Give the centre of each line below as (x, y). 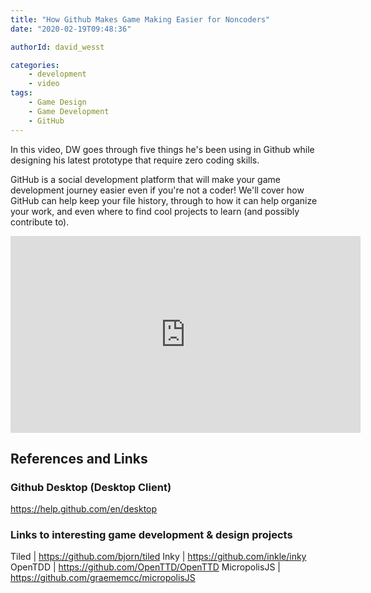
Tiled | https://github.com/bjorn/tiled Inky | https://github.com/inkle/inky (158, 557)
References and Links (79, 458)
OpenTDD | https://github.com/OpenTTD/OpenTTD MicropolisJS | (145, 567)
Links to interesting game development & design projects (151, 535)
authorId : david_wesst (57, 47)
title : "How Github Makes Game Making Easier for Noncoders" (140, 19)
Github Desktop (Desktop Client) (91, 487)
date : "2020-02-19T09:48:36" (71, 29)
